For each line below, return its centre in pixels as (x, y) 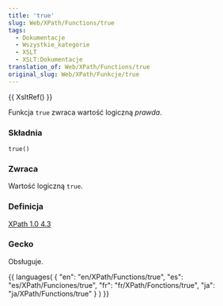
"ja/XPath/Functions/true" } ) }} (59, 293)
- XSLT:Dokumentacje (49, 60)
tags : (17, 30)
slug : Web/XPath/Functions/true (61, 23)
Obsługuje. (26, 261)
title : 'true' (32, 15)
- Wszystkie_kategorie (53, 45)
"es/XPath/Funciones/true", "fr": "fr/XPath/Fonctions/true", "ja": (112, 285)
